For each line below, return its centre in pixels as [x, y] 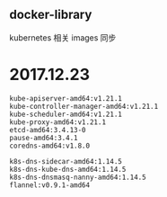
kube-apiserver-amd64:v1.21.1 [66, 98]
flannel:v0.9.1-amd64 [50, 185]
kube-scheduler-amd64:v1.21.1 [66, 114]
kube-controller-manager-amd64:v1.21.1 [84, 106]
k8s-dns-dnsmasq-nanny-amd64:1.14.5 [78, 177]
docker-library [51, 15]
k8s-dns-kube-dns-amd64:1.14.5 [68, 169]
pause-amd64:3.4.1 [44, 138]
